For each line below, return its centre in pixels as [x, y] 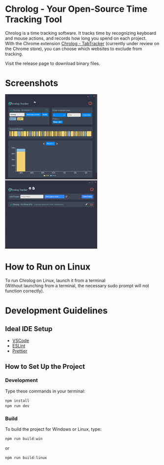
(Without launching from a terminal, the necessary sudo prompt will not [77, 286]
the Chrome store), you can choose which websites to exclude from [74, 49]
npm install [17, 401]
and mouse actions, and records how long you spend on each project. [76, 38]
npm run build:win [24, 439]
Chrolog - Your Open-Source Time [76, 9]
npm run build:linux [26, 458]
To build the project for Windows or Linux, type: [53, 429]
